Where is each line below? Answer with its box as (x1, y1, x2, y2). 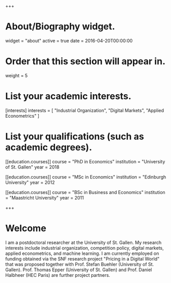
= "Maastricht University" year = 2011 (5, 194, 84, 201)
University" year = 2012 (5, 179, 55, 185)
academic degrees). (5, 142, 92, 153)
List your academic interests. (5, 91, 132, 102)
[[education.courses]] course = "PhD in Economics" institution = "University (5, 158, 165, 164)
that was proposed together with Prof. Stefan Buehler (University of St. (5, 261, 154, 267)
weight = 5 (5, 72, 28, 78)
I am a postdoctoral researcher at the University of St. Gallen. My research (5, 239, 162, 246)
